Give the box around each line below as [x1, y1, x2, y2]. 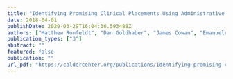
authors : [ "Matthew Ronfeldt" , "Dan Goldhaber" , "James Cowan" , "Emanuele [7, 29, 228, 36]
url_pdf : [7, 61, 33, 68]
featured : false [7, 49, 54, 56]
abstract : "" [7, 42, 45, 49]
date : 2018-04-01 [7, 16, 58, 23]
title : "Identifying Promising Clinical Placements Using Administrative [7, 10, 225, 17]
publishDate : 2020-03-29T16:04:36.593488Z [7, 23, 132, 30]
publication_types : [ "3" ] [7, 36, 82, 43]
